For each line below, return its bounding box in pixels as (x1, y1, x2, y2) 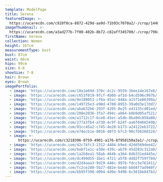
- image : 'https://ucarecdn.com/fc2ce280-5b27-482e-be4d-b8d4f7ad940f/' (9, 165, 160, 170)
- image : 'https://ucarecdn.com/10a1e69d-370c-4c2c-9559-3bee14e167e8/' (9, 88, 160, 93)
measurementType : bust (5, 48, 51, 52)
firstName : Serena (5, 34, 42, 39)
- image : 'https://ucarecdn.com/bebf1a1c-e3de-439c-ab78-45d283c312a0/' (9, 147, 160, 152)
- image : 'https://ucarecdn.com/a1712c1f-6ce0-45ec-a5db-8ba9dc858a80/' (9, 115, 160, 120)
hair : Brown (5, 75, 29, 80)
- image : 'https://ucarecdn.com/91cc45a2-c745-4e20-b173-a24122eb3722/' (9, 124, 160, 129)
